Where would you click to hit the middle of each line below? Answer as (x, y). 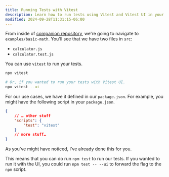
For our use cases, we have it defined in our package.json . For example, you (84, 97)
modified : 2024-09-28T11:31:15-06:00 (45, 19)
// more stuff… (30, 135)
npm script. (16, 169)
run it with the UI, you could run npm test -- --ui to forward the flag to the (83, 164)
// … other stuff (33, 116)
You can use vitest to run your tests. (44, 64)
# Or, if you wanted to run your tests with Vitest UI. (65, 82)
